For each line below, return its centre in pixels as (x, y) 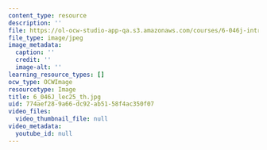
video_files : (30, 112)
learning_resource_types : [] (56, 75)
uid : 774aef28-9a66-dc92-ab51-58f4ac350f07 (81, 104)
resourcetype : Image (43, 89)
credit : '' (33, 60)
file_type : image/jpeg (46, 38)
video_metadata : (35, 126)
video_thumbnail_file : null (62, 119)
